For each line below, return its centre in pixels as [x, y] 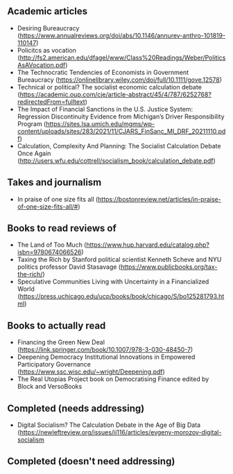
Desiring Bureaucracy [48, 28]
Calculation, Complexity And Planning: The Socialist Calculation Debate [119, 146]
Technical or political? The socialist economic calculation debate [110, 87]
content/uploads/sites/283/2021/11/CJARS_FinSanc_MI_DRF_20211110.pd [121, 131]
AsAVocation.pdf [41, 64]
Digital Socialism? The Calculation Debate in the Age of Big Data [109, 425]
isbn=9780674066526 [49, 252]
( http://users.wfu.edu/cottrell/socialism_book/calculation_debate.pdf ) [116, 160]
